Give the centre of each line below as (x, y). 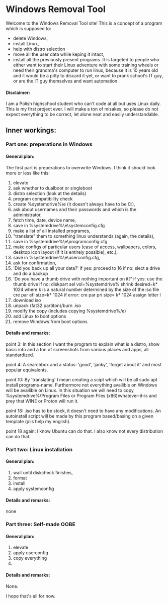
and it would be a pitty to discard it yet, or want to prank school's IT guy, (88, 75)
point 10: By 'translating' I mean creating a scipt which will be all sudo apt (82, 379)
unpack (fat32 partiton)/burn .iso (47, 306)
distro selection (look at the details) (50, 193)
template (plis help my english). (38, 421)
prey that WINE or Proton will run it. (42, 401)
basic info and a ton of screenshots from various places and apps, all (77, 349)
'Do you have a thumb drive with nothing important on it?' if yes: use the (88, 279)
